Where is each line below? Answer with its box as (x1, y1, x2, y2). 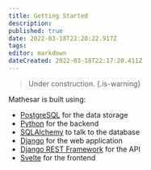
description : (8, 19, 52, 27)
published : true (8, 27, 63, 35)
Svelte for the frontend (19, 152, 96, 162)
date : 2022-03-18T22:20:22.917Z (8, 34, 117, 43)
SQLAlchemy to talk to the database (19, 126, 140, 137)
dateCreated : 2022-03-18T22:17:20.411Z (8, 57, 143, 65)
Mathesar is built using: (8, 94, 86, 104)
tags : (8, 42, 27, 50)
